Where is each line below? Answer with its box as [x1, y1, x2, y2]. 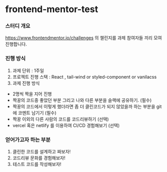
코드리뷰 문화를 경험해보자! [12, 155, 66, 161]
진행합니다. [5, 41, 27, 47]
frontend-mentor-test [5, 4, 98, 15]
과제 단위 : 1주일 [12, 67, 44, 74]
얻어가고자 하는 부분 [5, 136, 51, 143]
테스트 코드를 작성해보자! [12, 161, 62, 167]
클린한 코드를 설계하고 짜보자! [12, 149, 71, 155]
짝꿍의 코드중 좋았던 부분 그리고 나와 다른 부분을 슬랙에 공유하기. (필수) [12, 97, 152, 103]
